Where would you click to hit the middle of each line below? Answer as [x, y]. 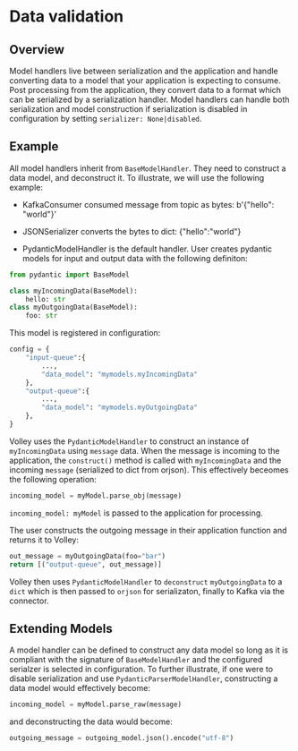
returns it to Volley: [44, 540]
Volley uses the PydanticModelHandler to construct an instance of [129, 441]
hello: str [46, 299]
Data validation [67, 17]
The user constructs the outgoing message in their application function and [148, 530]
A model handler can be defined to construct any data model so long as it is [149, 650]
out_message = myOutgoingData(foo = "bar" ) [88, 556]
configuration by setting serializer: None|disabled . [106, 119]
